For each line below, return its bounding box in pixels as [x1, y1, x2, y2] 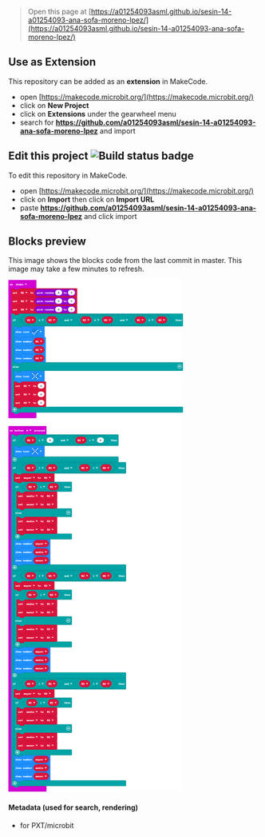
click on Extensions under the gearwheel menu [19, 109, 177, 118]
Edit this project [8, 149, 89, 163]
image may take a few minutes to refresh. [8, 264, 144, 274]
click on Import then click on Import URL [19, 194, 155, 204]
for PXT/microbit [19, 820, 74, 830]
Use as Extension [8, 55, 97, 69]
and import [99, 126, 136, 135]
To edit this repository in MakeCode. [8, 170, 128, 180]
